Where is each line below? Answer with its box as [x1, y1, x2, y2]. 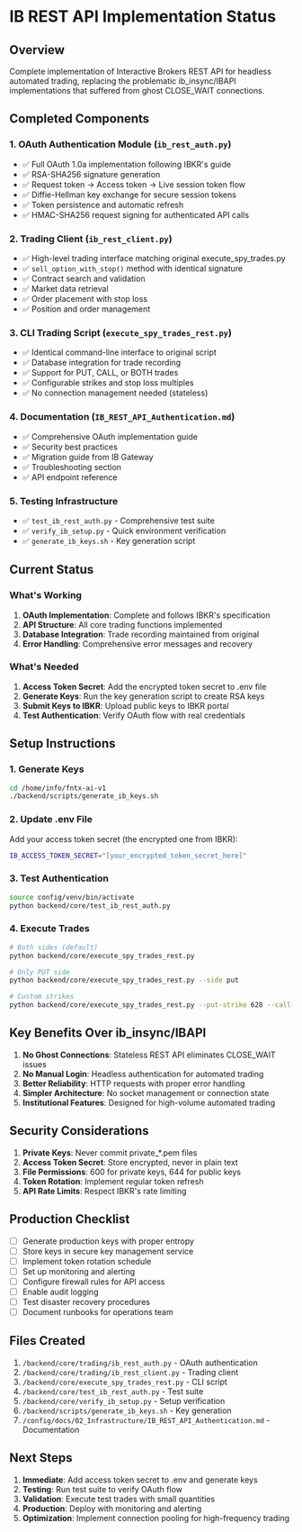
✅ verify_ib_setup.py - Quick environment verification [22, 525, 226, 536]
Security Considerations [9, 1123, 150, 1138]
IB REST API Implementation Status [9, 6, 277, 27]
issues [22, 1058, 47, 1069]
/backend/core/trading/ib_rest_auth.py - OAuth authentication [22, 1357, 258, 1368]
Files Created [9, 1333, 85, 1348]
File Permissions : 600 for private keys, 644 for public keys [22, 1166, 241, 1177]
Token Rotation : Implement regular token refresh [22, 1175, 204, 1186]
